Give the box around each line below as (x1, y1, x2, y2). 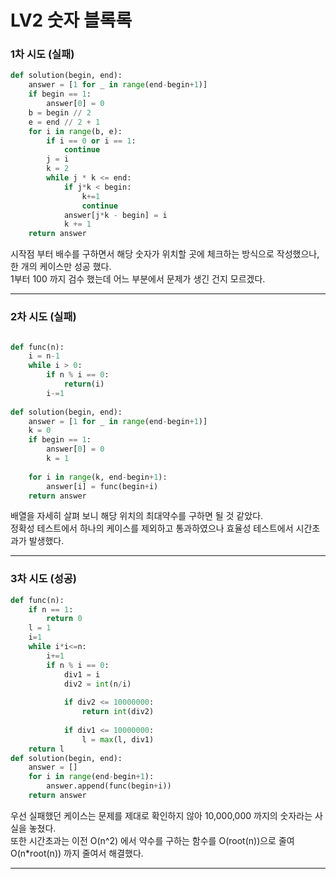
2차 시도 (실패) (10, 310, 77, 324)
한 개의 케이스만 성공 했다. (10, 261, 112, 273)
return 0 (46, 614, 83, 624)
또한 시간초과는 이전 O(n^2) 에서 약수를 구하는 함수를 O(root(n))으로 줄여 (10, 834, 295, 846)
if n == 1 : (28, 604, 74, 615)
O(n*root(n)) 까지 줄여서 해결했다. (10, 847, 144, 859)
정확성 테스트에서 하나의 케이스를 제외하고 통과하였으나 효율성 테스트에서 (10, 522, 294, 535)
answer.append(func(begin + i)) (46, 781, 172, 791)
